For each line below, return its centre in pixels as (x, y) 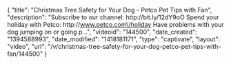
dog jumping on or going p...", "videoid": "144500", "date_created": (102, 32)
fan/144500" (25, 54)
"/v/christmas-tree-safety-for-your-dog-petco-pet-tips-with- (134, 46)
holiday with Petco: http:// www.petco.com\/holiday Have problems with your (115, 24)
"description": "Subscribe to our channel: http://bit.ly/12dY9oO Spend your (113, 17)
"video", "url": (27, 46)
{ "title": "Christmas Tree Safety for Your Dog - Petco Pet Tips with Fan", (110, 10)
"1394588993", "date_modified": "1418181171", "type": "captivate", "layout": (114, 39)
